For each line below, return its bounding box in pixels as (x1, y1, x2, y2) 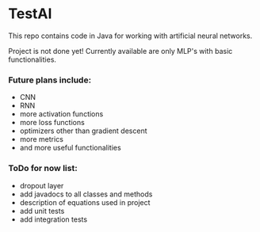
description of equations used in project (19, 197, 151, 207)
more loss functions (19, 118, 85, 127)
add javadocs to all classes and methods (19, 189, 153, 199)
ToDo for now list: (8, 163, 78, 174)
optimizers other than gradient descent (19, 126, 147, 135)
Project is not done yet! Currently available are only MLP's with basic (8, 46, 233, 55)
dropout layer (19, 181, 64, 190)
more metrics (19, 135, 63, 144)
